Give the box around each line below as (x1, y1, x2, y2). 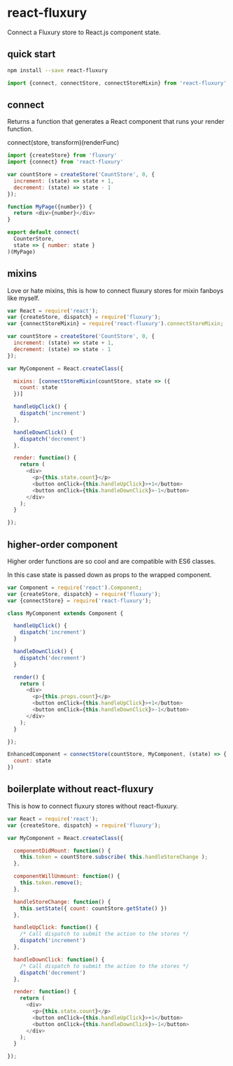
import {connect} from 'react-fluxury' (7, 159, 124, 166)
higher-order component (7, 539, 118, 550)
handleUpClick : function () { (13, 924, 99, 931)
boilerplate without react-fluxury (7, 783, 154, 795)
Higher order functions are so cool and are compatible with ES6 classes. (7, 557, 216, 565)
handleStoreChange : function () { (13, 898, 111, 905)
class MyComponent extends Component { (7, 610, 124, 617)
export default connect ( (7, 229, 80, 236)
